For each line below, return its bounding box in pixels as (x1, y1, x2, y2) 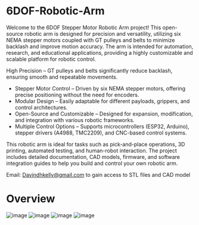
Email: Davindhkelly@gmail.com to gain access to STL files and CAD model (6, 171, 191, 178)
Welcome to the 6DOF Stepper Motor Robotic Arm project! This (6, 24, 161, 31)
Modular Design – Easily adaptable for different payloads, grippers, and (14, 97, 190, 105)
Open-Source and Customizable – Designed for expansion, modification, (14, 110, 193, 117)
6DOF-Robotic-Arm (6, 4, 105, 18)
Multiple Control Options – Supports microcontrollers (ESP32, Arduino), (14, 123, 189, 130)
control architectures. (14, 104, 68, 111)
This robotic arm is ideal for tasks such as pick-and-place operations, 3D (6, 140, 185, 148)
